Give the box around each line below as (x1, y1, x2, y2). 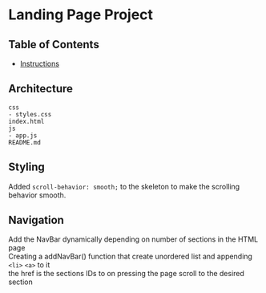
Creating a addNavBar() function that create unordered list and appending (8, 251, 252, 262)
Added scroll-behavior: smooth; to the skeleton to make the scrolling (8, 181, 240, 191)
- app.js (8, 131, 38, 140)
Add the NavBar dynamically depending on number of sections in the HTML (8, 234, 259, 244)
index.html (8, 117, 45, 125)
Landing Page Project (8, 6, 154, 24)
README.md (8, 138, 42, 146)
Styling (8, 161, 46, 174)
